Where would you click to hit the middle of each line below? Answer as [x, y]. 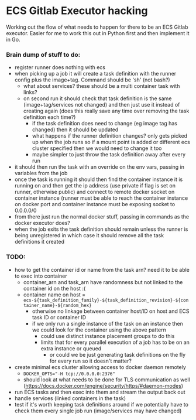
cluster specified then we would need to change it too [97, 148]
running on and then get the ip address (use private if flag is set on [95, 186]
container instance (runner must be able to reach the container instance [101, 198]
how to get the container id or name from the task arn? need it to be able [102, 269]
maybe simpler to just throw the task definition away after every [109, 155]
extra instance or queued [71, 348]
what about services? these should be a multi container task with [102, 86]
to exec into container [41, 276]
